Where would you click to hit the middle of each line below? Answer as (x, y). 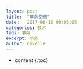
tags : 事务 (18, 33)
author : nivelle (26, 44)
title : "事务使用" (28, 17)
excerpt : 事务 (23, 38)
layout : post (22, 11)
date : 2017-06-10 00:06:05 (41, 22)
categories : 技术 (26, 28)
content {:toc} (31, 60)
